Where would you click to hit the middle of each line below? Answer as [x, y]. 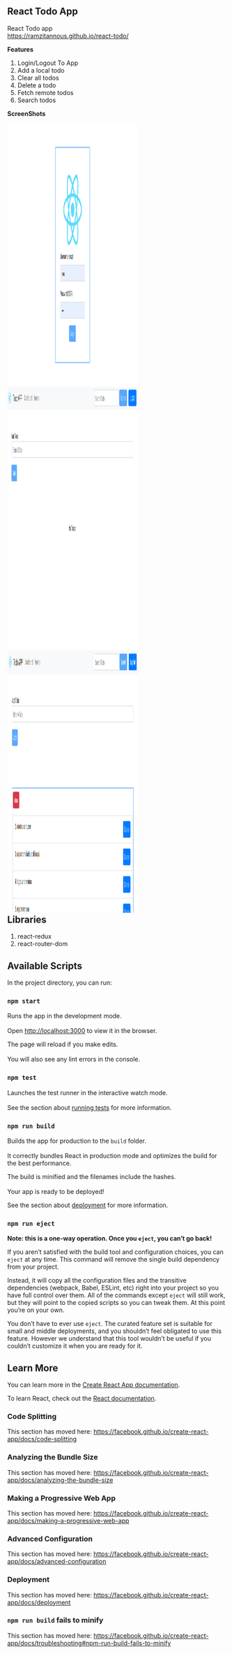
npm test [22, 1078]
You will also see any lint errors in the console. [74, 1060]
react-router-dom [42, 944]
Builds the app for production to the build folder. [77, 1141]
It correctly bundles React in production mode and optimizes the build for [112, 1155]
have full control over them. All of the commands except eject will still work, [116, 1295]
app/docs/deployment [39, 1602]
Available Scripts [45, 965]
